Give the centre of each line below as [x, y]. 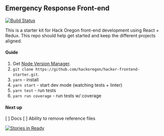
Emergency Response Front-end [57, 8]
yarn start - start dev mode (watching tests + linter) [67, 85]
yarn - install [26, 80]
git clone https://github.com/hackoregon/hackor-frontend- [76, 70]
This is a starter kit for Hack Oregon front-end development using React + [82, 30]
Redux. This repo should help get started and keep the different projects [80, 35]
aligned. [14, 41]
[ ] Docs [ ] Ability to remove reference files [50, 118]
